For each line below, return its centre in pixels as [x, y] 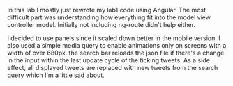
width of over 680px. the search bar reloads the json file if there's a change [116, 53]
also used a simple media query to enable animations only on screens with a [117, 45]
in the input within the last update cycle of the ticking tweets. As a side [109, 60]
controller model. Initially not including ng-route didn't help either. [102, 25]
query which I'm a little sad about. [56, 75]
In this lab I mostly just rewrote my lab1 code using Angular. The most [107, 10]
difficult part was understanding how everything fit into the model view [109, 17]
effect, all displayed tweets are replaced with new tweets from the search [113, 68]
